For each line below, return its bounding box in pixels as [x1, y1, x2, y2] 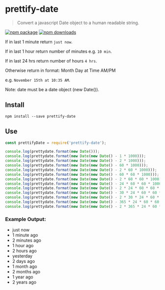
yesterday [12, 253, 33, 259]
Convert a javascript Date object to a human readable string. [17, 20, 139, 26]
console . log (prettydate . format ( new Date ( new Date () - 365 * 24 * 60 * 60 [5, 199, 160, 205]
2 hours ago [12, 248, 37, 254]
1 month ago [12, 263, 37, 269]
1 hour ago [12, 243, 34, 249]
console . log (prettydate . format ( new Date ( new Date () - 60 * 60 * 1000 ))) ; [5, 172, 160, 177]
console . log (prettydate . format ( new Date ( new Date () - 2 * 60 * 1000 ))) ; [5, 167, 157, 172]
